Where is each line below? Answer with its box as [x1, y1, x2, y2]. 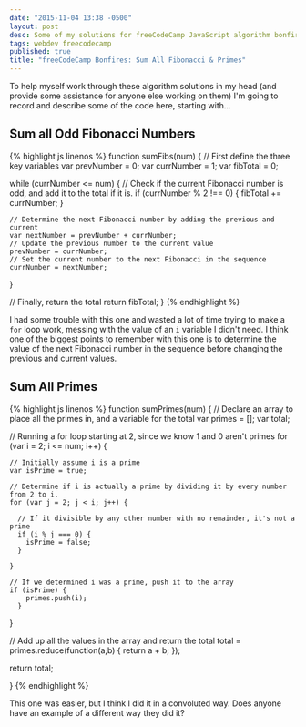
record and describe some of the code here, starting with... [9, 100, 231, 110]
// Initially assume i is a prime [9, 457, 141, 467]
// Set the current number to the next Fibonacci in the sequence [9, 254, 267, 264]
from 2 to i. [9, 489, 59, 499]
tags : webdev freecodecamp [9, 38, 112, 48]
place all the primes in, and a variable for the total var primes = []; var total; [9, 413, 291, 424]
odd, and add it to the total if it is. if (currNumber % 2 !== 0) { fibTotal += [9, 188, 282, 199]
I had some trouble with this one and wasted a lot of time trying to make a [9, 313, 285, 324]
